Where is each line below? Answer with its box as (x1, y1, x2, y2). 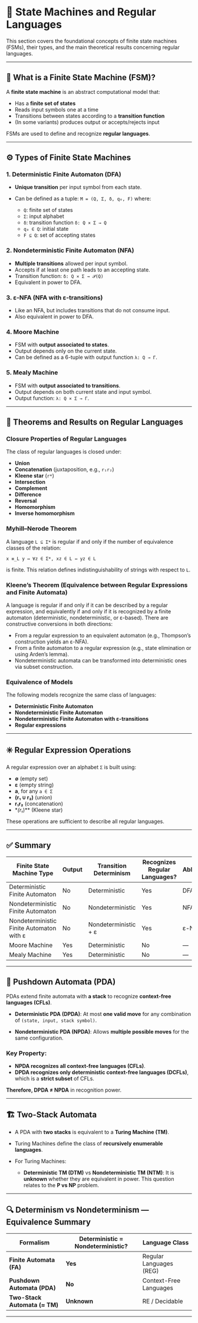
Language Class (142, 1238, 189, 1246)
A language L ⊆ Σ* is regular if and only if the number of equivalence (6, 538, 174, 545)
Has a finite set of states (14, 100, 76, 107)
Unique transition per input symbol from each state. (14, 184, 142, 191)
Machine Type (12, 869, 54, 877)
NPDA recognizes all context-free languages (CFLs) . (14, 1062, 146, 1069)
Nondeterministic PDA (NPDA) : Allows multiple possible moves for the (14, 1028, 190, 1035)
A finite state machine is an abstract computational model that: (6, 88, 160, 95)
